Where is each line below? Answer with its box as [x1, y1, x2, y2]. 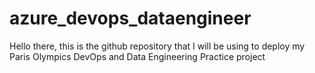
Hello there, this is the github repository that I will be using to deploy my [9, 40, 306, 52]
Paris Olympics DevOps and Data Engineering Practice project [9, 50, 266, 62]
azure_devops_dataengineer [9, 7, 252, 30]
